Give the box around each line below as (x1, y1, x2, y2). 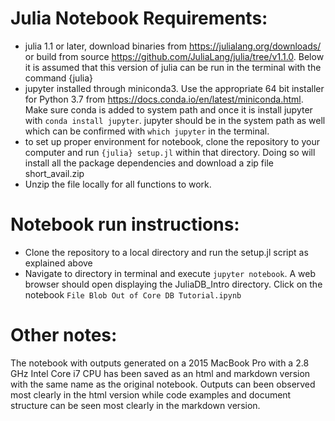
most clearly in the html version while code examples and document (10, 388, 292, 401)
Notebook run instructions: (10, 213, 240, 236)
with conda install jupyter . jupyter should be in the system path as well (24, 114, 326, 126)
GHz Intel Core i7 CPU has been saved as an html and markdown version (10, 367, 311, 379)
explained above (24, 257, 93, 269)
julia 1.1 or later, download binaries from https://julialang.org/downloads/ (24, 40, 322, 52)
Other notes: (10, 324, 118, 347)
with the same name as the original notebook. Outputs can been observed (10, 378, 316, 390)
